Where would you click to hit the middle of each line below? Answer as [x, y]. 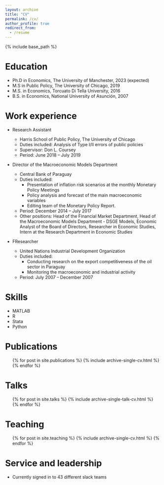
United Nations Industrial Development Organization [72, 251]
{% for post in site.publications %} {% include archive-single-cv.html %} [86, 360]
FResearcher [25, 241]
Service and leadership [53, 463]
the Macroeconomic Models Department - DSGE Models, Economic [88, 221]
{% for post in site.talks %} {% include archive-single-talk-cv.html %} [83, 399]
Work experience [41, 116]
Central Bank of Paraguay [46, 174]
